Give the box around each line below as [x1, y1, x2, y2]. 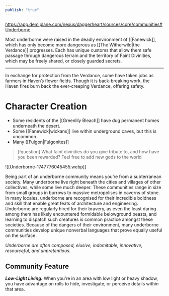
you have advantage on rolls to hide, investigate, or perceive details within [5, 281, 159, 287]
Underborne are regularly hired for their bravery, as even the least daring [5, 205, 156, 212]
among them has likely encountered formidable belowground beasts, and [5, 211, 157, 217]
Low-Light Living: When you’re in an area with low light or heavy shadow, [5, 275, 158, 281]
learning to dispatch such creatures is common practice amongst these [5, 216, 153, 222]
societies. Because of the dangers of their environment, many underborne [5, 221, 159, 227]
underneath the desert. [12, 123, 61, 129]
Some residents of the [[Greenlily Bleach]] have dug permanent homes [12, 117, 159, 124]
